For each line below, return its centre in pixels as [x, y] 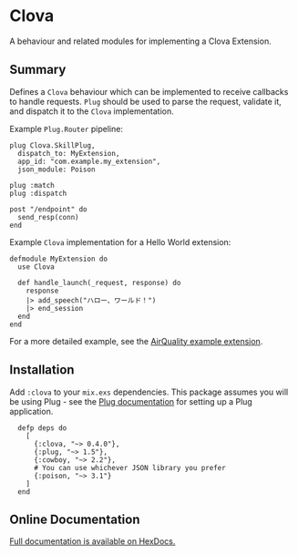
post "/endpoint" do [49, 209]
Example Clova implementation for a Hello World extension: [120, 242]
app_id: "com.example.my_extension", [89, 161]
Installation [42, 370]
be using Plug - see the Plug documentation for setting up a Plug [131, 401]
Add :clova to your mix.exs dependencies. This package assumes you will [149, 392]
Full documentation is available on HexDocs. [92, 541]
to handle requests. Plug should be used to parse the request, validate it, [146, 101]
